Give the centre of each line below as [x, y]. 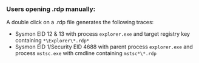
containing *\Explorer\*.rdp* [52, 41]
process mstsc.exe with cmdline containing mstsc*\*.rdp [86, 53]
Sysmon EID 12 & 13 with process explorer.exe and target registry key [102, 34]
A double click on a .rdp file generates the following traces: [80, 22]
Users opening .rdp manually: [51, 9]
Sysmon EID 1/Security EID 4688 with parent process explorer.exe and [104, 47]
